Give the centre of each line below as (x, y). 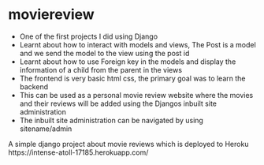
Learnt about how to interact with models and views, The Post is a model (138, 44)
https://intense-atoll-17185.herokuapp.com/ (78, 152)
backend (34, 86)
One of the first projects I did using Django (89, 36)
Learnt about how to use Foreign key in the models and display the (128, 62)
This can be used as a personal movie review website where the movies (136, 95)
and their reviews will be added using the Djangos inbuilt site (118, 103)
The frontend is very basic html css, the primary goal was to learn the (132, 78)
